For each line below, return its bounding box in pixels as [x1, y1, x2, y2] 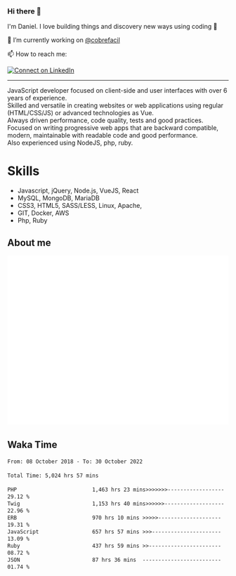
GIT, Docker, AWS [17, 209, 70, 217]
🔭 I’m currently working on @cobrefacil [7, 36, 121, 44]
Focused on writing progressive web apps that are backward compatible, [7, 124, 219, 132]
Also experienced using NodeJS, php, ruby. [7, 138, 133, 147]
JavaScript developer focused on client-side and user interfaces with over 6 [7, 86, 228, 95]
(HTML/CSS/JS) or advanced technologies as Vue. [7, 109, 155, 117]
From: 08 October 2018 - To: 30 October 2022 [7, 458, 143, 466]
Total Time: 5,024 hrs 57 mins [7, 472, 99, 480]
